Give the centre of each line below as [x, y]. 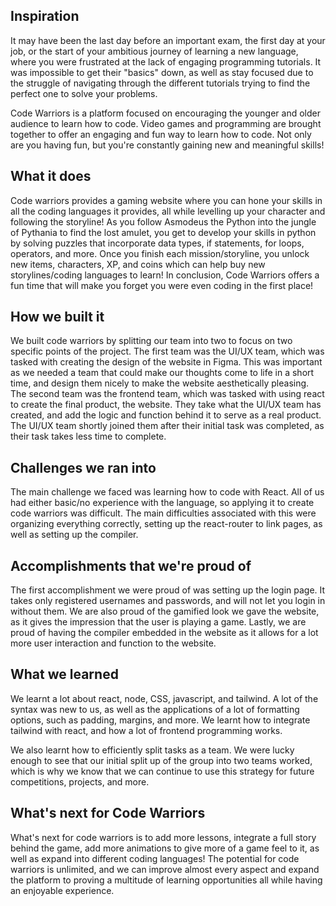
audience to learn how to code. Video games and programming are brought [166, 123]
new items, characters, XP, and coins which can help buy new [138, 264]
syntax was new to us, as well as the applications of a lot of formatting [155, 709]
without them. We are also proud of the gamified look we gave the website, [165, 611]
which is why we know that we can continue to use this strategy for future [162, 771]
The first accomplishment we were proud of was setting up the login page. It [168, 590]
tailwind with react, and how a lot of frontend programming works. [146, 730]
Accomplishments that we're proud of [131, 565]
